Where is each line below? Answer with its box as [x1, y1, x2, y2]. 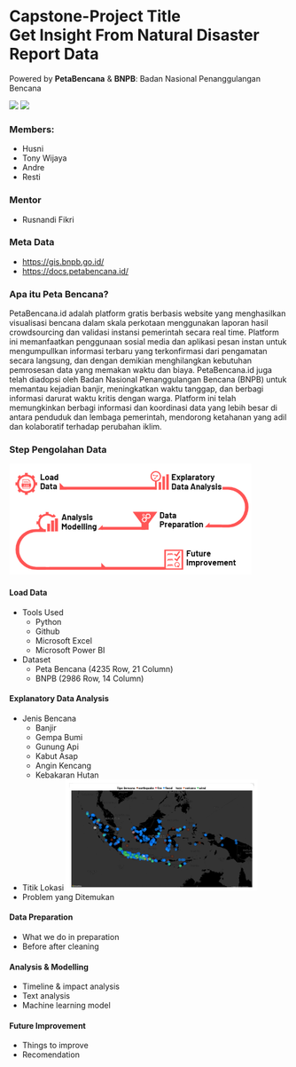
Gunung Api [35, 741, 80, 752]
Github [35, 626, 60, 636]
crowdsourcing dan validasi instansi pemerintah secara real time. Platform [9, 327, 279, 338]
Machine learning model [21, 1000, 111, 1011]
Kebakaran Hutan [35, 770, 99, 780]
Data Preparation [9, 912, 74, 922]
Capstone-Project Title [9, 6, 182, 27]
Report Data [9, 44, 99, 64]
